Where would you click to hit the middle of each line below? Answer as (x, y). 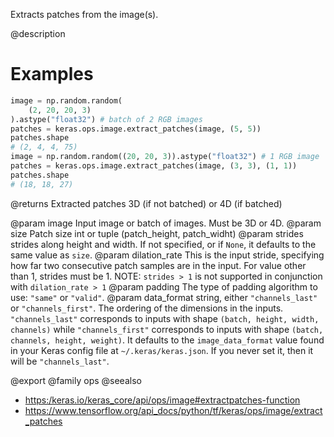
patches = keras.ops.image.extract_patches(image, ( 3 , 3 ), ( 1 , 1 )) (154, 166)
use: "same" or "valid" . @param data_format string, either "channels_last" (164, 297)
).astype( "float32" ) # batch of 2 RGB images (106, 119)
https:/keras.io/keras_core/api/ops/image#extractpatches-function (162, 400)
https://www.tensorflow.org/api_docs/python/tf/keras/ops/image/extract (173, 410)
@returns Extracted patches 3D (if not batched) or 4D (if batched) (146, 203)
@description (38, 33)
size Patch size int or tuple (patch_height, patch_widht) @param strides (157, 233)
